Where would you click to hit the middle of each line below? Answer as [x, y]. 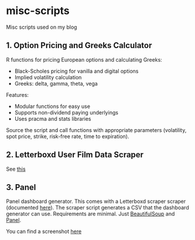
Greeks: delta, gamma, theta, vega [56, 83]
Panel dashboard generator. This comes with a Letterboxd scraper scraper [96, 201]
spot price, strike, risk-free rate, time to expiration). [68, 136]
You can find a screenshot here [44, 231]
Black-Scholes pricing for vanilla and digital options [76, 71]
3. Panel [21, 187]
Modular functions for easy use [52, 106]
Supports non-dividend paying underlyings [66, 112]
